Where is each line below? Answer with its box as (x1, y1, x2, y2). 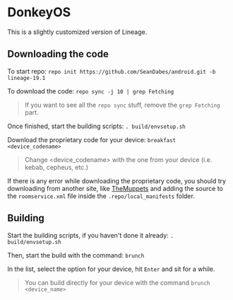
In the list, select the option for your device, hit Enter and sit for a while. (7, 265, 215, 273)
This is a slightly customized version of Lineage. (7, 28, 148, 36)
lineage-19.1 (7, 74, 46, 81)
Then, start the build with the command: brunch (7, 250, 145, 259)
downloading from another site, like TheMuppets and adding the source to (7, 184, 224, 192)
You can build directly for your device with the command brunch (24, 278, 210, 287)
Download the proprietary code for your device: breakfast (7, 135, 177, 144)
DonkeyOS (7, 4, 71, 21)
